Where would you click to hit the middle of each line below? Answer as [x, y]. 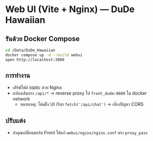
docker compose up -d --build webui [44, 55]
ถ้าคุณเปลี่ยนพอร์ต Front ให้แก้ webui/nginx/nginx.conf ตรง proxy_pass [80, 133]
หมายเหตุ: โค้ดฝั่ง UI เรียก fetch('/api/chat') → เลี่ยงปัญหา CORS [82, 104]
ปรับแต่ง [15, 121]
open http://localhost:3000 [35, 60]
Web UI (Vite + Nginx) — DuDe [70, 9]
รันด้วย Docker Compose [43, 39]
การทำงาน [18, 76]
